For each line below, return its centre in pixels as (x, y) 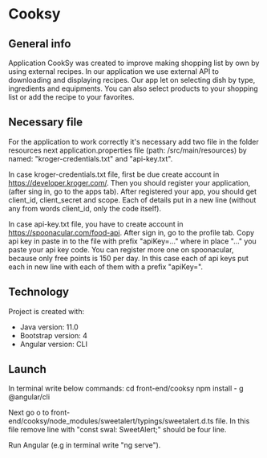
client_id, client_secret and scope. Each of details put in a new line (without (132, 200)
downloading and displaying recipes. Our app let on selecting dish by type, (132, 80)
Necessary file (46, 123)
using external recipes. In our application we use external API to (113, 72)
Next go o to (29, 413)
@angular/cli (29, 397)
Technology (39, 292)
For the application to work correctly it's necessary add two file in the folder (133, 141)
